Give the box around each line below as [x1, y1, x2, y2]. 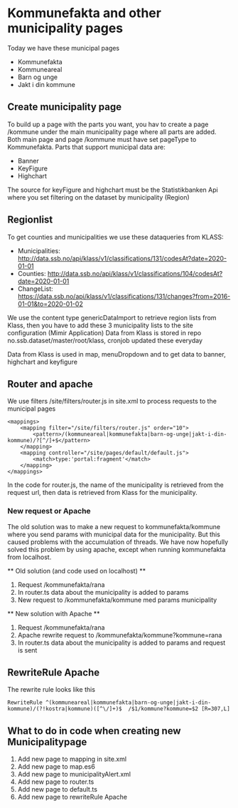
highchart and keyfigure [7, 357, 78, 366]
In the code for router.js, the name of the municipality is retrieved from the [7, 481, 224, 489]
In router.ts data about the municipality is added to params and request [17, 638, 226, 647]
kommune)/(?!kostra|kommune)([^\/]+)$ [7, 705, 122, 712]
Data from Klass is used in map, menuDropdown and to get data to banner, [7, 349, 226, 358]
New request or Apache [7, 506, 91, 516]
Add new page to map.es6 [17, 762, 96, 771]
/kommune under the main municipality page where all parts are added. [7, 127, 217, 136]
